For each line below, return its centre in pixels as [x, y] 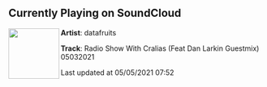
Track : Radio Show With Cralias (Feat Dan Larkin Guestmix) [160, 48]
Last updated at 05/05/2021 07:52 [117, 72]
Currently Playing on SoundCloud [95, 13]
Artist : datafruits [88, 32]
